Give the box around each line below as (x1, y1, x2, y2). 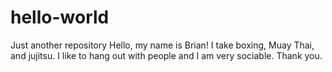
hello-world (10, 6, 110, 29)
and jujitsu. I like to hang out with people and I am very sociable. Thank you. (10, 49, 323, 61)
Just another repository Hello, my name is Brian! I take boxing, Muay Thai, (10, 39, 315, 51)
